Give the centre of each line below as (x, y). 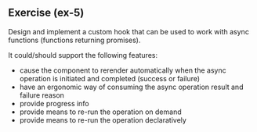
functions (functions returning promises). (74, 40)
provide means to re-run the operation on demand (100, 112)
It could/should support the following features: (83, 55)
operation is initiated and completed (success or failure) (110, 78)
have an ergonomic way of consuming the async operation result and (131, 87)
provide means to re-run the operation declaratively (103, 120)
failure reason (42, 95)
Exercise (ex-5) (46, 13)
